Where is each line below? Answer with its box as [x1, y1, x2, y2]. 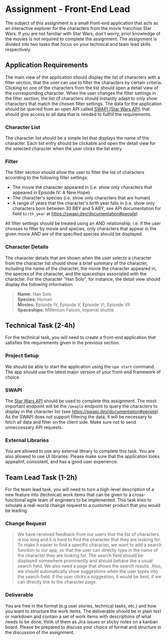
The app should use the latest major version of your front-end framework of [5, 369, 161, 375]
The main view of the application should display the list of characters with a [5, 74, 161, 80]
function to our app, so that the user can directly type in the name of [17, 547, 158, 553]
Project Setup [5, 352, 39, 359]
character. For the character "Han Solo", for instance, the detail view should [5, 276, 161, 282]
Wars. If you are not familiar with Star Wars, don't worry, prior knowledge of [5, 30, 161, 36]
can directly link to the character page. [17, 579, 97, 585]
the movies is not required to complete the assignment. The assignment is [5, 36, 157, 42]
